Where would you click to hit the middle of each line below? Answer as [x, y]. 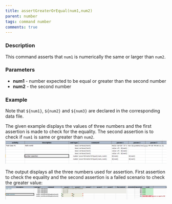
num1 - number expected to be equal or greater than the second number [89, 81]
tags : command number [28, 21]
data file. [15, 116]
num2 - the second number [42, 86]
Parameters [20, 70]
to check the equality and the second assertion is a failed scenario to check [85, 177]
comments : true [21, 27]
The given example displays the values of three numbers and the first [79, 126]
